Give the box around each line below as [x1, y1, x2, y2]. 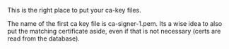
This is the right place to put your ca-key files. [7, 6, 141, 14]
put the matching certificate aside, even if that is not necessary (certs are [7, 27, 221, 35]
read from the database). [7, 34, 80, 43]
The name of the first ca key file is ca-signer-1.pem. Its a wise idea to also [7, 20, 223, 27]
